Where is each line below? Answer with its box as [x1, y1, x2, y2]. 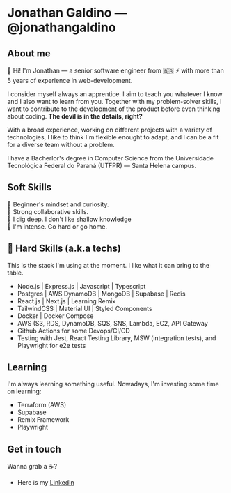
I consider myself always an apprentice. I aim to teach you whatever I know [7, 90, 223, 98]
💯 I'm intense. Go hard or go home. [7, 222, 108, 231]
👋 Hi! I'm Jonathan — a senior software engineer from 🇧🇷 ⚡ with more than [7, 66, 224, 75]
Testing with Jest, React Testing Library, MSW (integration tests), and [17, 333, 216, 342]
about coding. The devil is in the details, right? [7, 112, 143, 120]
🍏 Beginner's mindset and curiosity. [7, 200, 109, 208]
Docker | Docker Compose [17, 312, 94, 320]
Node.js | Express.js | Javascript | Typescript [17, 282, 146, 290]
